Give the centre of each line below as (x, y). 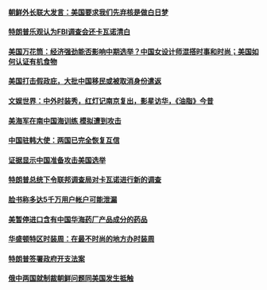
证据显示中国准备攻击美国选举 (57, 160)
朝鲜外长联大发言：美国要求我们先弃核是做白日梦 (88, 12)
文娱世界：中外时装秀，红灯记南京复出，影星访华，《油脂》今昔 (111, 100)
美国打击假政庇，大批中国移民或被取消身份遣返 (85, 81)
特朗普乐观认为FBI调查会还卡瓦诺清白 (70, 32)
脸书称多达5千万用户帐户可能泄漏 (63, 199)
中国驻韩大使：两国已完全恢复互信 (64, 140)
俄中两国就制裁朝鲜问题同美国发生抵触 (71, 278)
